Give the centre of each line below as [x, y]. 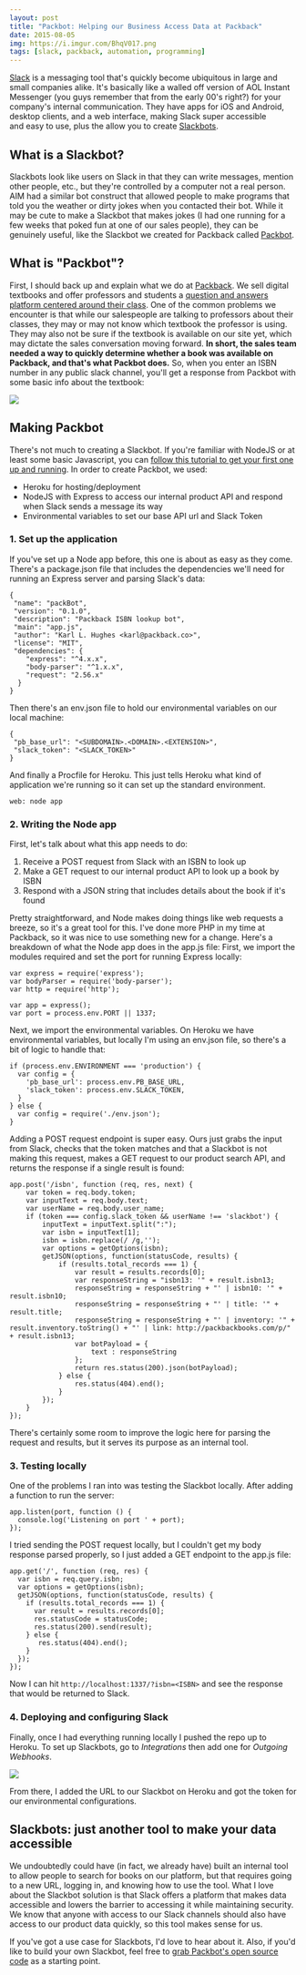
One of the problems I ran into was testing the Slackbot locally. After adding [151, 1486]
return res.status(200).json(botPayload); [156, 1368]
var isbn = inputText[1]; [92, 1233]
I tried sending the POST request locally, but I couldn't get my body [136, 1545]
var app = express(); [51, 1006]
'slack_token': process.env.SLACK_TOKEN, [105, 1090]
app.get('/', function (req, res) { [79, 1571]
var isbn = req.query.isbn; [71, 1580]
